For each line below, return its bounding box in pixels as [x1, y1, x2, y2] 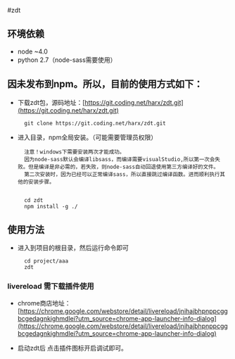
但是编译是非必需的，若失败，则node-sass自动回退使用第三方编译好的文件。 [27, 163, 220, 170]
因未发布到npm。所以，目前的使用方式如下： [7, 78, 203, 90]
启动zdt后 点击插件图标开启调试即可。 [17, 344, 128, 352]
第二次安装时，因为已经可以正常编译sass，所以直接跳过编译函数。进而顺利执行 [24, 170, 220, 178]
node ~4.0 [17, 47, 48, 56]
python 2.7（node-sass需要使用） [17, 56, 117, 64]
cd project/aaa [24, 258, 69, 265]
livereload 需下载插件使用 [7, 282, 94, 291]
